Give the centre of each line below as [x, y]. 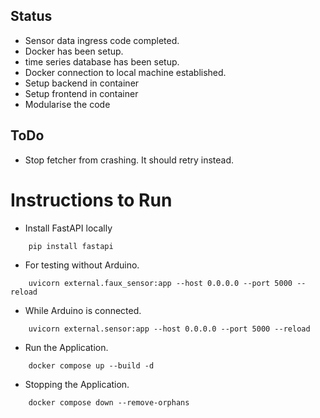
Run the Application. [66, 347]
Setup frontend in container [81, 93]
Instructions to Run [91, 200]
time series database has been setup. [102, 61]
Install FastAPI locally [68, 228]
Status [31, 16]
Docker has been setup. [74, 51]
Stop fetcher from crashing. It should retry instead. [129, 160]
